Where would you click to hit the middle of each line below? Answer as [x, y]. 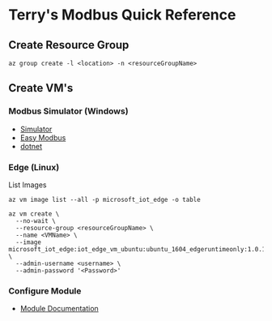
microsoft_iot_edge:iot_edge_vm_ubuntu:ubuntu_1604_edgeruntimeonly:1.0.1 [137, 249]
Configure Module [45, 291]
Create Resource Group [69, 45]
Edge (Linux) [34, 167]
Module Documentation [59, 309]
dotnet [31, 146]
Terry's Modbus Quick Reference [122, 15]
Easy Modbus [43, 137]
